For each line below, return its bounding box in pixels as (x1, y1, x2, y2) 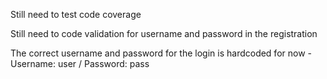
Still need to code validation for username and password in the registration (10, 28, 318, 39)
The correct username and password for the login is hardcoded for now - (10, 47, 312, 59)
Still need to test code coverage (10, 9, 142, 20)
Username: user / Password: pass (10, 58, 150, 69)
